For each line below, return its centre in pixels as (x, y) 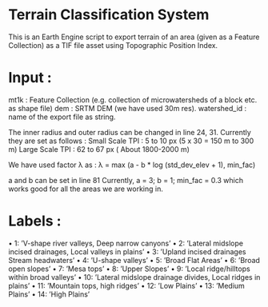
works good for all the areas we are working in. (86, 189)
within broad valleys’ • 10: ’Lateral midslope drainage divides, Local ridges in (134, 277)
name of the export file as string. (62, 117)
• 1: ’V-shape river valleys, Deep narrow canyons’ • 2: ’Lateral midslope (126, 243)
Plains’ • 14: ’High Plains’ (49, 294)
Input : (30, 78)
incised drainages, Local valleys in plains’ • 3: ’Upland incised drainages (127, 251)
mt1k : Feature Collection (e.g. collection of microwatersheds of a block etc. (133, 100)
